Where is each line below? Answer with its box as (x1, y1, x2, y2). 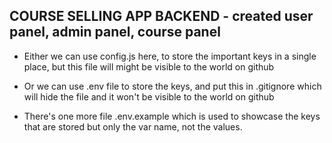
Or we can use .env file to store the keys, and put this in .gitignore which (23, 80, 322, 92)
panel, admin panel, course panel (9, 24, 221, 41)
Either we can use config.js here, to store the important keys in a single (23, 50, 317, 62)
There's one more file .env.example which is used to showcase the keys (23, 110, 321, 122)
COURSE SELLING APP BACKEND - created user (9, 8, 314, 25)
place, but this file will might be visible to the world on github (23, 60, 275, 73)
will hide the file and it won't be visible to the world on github (23, 90, 275, 103)
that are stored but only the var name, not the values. (23, 120, 243, 133)
